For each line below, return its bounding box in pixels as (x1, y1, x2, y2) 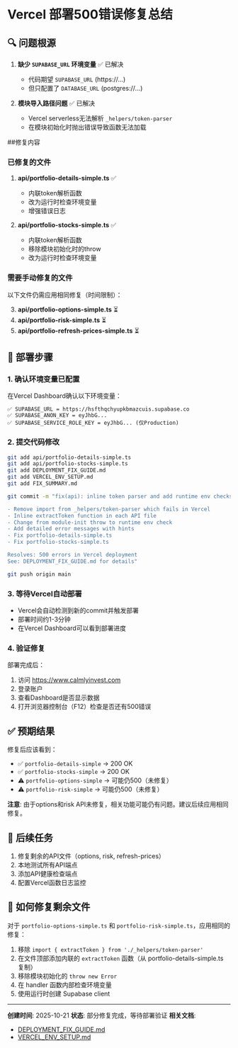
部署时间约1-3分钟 (17, 615, 71, 623)
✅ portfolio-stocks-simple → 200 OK (17, 768, 130, 776)
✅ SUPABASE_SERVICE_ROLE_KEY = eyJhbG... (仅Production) (7, 419, 179, 427)
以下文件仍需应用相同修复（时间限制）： (7, 290, 123, 299)
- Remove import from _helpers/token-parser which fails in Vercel (7, 506, 211, 513)
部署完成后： (7, 661, 45, 669)
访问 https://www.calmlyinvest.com (17, 676, 121, 684)
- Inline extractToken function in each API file (7, 512, 157, 519)
